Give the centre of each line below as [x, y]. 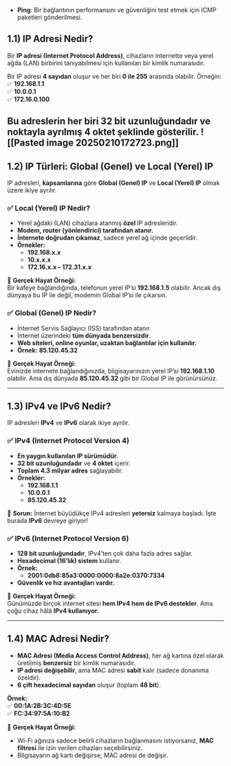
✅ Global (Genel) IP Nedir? [52, 313]
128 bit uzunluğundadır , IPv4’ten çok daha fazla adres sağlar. [105, 553]
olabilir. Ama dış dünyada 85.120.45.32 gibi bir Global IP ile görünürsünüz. [112, 378]
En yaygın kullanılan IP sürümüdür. [68, 455]
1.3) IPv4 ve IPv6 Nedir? [59, 406]
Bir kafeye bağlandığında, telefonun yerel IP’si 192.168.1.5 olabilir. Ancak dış [114, 288]
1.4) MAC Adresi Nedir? [58, 639]
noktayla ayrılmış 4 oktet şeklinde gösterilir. [103, 132]
